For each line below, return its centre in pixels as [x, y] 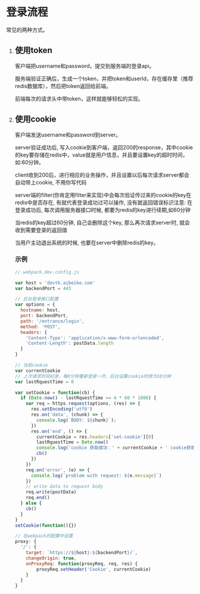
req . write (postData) [51, 492]
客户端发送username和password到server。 [68, 135]
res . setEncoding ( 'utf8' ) [62, 409]
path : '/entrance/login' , [52, 321]
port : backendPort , [45, 316]
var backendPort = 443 [43, 288]
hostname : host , [40, 310]
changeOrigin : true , [51, 558]
